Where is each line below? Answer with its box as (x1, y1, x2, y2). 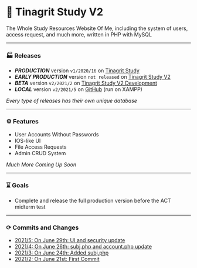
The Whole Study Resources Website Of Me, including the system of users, (6, 25, 188, 32)
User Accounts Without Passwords (14, 130, 99, 138)
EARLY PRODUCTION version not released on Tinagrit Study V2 (14, 73, 171, 81)
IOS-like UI (14, 137, 41, 144)
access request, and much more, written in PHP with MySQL (6, 31, 152, 38)
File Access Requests (14, 143, 67, 150)
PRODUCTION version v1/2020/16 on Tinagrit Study (14, 67, 140, 74)
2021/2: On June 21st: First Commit (14, 256, 100, 263)
